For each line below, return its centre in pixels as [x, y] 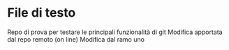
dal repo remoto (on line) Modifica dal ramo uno [76, 39]
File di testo [42, 13]
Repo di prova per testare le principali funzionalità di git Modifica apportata [115, 32]
